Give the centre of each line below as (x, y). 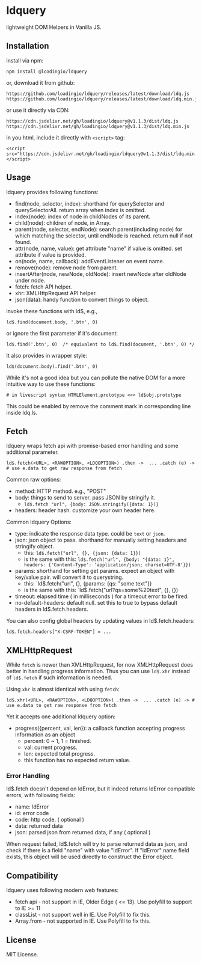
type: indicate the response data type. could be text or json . (90, 534)
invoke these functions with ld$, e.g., (52, 311)
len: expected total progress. (60, 754)
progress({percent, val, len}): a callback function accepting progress (100, 729)
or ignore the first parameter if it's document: (62, 333)
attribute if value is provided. (50, 255)
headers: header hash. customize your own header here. (85, 510)
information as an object (45, 735)
